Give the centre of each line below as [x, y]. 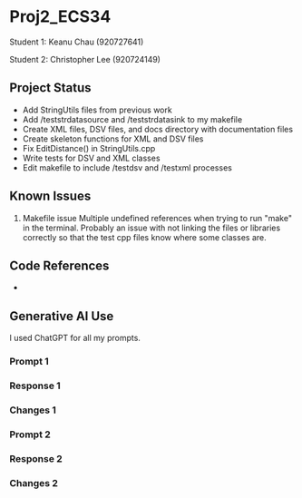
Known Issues [50, 196]
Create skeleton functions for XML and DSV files [113, 139]
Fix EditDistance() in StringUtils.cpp [89, 148]
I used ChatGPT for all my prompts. [75, 338]
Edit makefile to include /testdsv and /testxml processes [127, 167]
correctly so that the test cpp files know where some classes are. [144, 237]
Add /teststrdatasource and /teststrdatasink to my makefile [132, 119]
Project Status [51, 88]
